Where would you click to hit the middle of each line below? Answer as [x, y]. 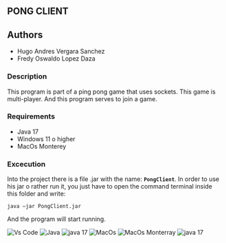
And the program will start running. [57, 219]
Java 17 [28, 131]
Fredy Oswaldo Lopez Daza [56, 59]
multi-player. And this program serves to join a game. [82, 98]
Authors [25, 35]
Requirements [31, 116]
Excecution [26, 164]
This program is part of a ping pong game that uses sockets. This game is [112, 92]
